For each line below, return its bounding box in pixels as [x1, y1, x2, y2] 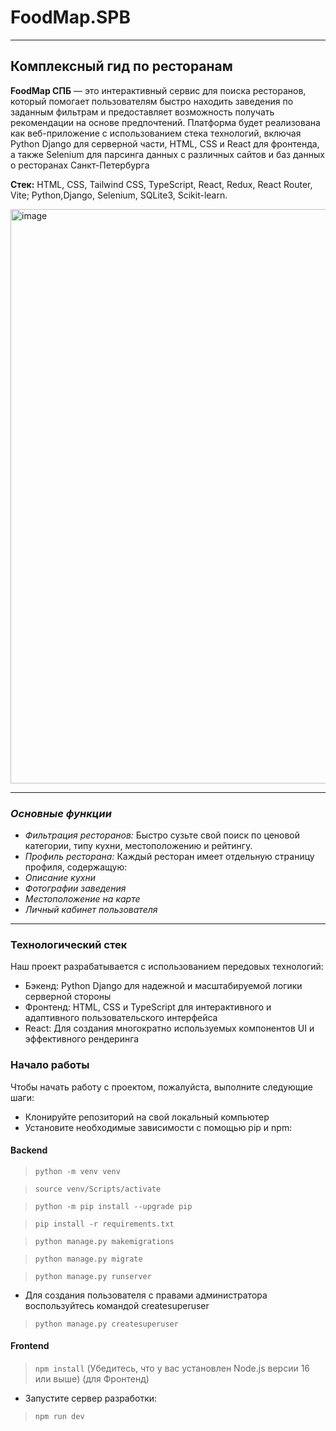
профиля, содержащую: [24, 861, 128, 873]
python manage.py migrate [34, 1254, 143, 1264]
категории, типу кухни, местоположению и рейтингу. [24, 840, 253, 852]
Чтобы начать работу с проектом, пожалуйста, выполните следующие [10, 1081, 313, 1093]
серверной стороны [24, 991, 112, 1003]
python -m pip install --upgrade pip [34, 1201, 193, 1211]
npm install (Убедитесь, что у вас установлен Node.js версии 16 [34, 1362, 311, 1375]
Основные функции [10, 806, 112, 820]
